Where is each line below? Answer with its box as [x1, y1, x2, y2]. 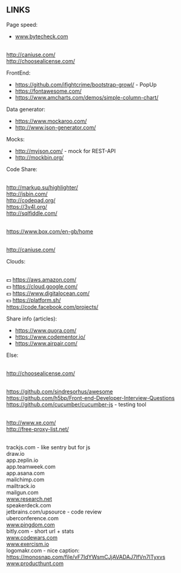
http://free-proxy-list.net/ [6, 425, 70, 433]
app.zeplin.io [6, 456, 39, 464]
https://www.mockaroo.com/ [15, 117, 87, 124]
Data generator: [6, 106, 45, 113]
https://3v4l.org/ [6, 203, 47, 210]
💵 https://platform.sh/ [6, 296, 61, 303]
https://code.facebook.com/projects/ [6, 303, 99, 310]
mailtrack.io [6, 482, 36, 489]
